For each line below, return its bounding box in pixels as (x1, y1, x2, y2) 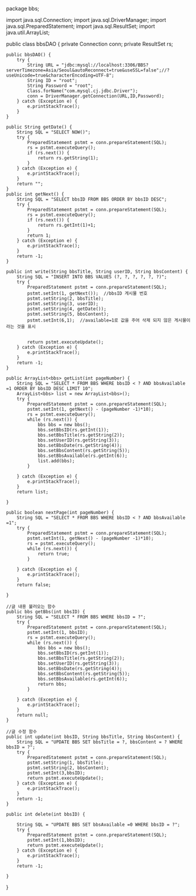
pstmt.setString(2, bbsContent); (27, 765, 109, 771)
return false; (16, 582, 51, 588)
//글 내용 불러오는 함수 (6, 604, 56, 610)
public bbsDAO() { (6, 52, 51, 58)
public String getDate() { (6, 124, 72, 130)
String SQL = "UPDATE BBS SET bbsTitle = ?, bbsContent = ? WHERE (16, 739, 183, 745)
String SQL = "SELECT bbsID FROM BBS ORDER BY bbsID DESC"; (16, 197, 167, 202)
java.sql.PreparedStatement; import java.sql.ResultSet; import (6, 23, 155, 30)
